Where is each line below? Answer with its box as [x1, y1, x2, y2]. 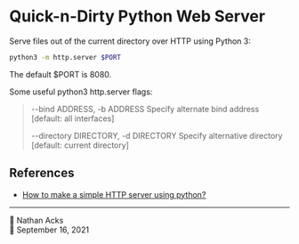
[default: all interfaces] [30, 113, 115, 124]
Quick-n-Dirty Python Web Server [9, 6, 265, 27]
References [9, 166, 75, 181]
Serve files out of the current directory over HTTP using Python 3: [9, 36, 251, 46]
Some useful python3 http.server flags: [9, 86, 153, 97]
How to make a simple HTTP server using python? [21, 189, 206, 199]
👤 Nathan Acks [9, 215, 64, 225]
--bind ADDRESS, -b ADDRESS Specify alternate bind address [30, 103, 260, 114]
